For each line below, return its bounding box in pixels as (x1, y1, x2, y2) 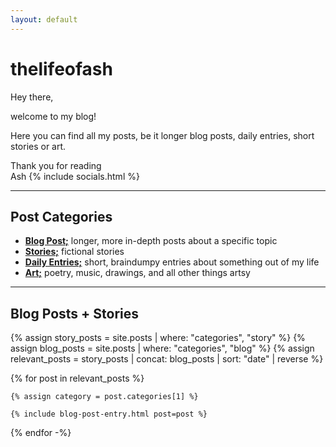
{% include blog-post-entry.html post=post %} (10, 409, 208, 420)
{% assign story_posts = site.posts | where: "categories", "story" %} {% (10, 332, 306, 344)
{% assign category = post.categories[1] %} (10, 392, 199, 402)
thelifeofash (10, 57, 113, 80)
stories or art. (10, 140, 67, 152)
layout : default (10, 14, 78, 25)
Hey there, (10, 91, 54, 103)
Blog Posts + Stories (10, 305, 139, 322)
